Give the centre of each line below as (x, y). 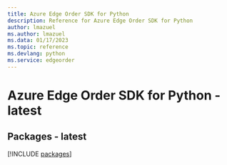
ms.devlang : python (36, 54)
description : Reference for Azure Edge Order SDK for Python (100, 21)
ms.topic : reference (38, 47)
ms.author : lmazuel (36, 34)
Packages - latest (47, 137)
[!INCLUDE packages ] (40, 154)
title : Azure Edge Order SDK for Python (69, 14)
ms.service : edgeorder (41, 60)
